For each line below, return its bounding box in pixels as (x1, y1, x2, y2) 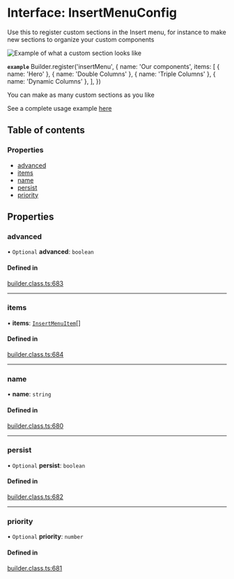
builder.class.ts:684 (7, 350, 64, 359)
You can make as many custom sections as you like (7, 91, 155, 99)
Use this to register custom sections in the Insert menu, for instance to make (7, 28, 226, 36)
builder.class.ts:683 (7, 279, 64, 287)
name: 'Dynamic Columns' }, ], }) (7, 77, 101, 85)
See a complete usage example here (7, 104, 112, 112)
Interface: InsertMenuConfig (7, 5, 178, 21)
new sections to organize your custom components (7, 35, 155, 43)
